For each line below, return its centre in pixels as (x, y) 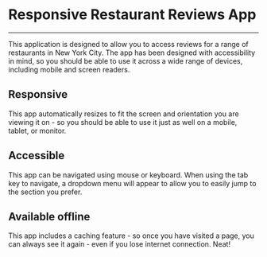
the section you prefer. (45, 192)
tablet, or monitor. (37, 130)
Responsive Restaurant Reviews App (132, 15)
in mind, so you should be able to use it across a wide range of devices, (126, 60)
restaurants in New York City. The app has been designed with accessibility (132, 53)
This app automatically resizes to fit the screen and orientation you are (124, 114)
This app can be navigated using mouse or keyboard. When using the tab (128, 175)
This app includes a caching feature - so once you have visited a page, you (131, 236)
